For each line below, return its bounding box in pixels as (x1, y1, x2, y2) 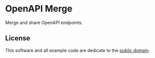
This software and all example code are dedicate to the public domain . (5, 47, 150, 53)
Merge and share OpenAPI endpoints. (5, 19, 83, 25)
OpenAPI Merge (5, 3, 72, 14)
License (5, 34, 30, 42)
